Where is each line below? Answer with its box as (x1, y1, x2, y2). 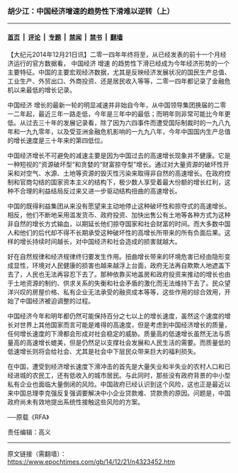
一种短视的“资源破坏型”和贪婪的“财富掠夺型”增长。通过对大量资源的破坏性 (7, 160, 223, 168)
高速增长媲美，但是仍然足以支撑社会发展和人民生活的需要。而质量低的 (25, 338, 231, 347)
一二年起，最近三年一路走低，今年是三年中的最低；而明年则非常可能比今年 (7, 109, 225, 118)
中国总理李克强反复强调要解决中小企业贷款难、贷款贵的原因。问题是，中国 (13, 389, 231, 397)
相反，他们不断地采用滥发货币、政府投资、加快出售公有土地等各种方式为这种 (7, 211, 231, 219)
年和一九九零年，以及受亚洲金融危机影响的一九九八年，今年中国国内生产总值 (7, 127, 231, 135)
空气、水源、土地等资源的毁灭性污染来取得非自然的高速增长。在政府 (25, 169, 225, 177)
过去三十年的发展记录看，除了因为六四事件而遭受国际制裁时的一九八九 (25, 118, 231, 127)
